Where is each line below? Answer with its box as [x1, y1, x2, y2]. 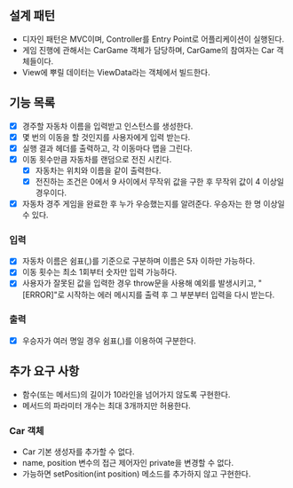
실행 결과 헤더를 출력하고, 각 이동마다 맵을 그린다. [21, 143, 193, 153]
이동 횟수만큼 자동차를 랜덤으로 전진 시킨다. [21, 153, 172, 164]
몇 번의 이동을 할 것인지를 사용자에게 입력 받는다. [21, 131, 191, 142]
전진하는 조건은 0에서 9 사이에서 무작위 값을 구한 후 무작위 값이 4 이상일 [35, 176, 284, 186]
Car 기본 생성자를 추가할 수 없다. [21, 446, 135, 457]
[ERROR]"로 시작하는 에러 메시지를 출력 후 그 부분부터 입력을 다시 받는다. [21, 289, 275, 300]
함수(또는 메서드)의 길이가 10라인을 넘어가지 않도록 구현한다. [21, 389, 231, 399]
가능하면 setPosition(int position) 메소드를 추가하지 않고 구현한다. [21, 468, 251, 479]
